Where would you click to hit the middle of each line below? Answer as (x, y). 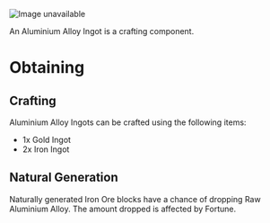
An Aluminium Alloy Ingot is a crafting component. (102, 31)
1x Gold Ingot (47, 140)
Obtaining (47, 68)
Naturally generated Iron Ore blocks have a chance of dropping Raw (135, 199)
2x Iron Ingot (46, 149)
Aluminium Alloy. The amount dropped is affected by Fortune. (123, 209)
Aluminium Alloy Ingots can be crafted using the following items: (128, 122)
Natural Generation (64, 178)
